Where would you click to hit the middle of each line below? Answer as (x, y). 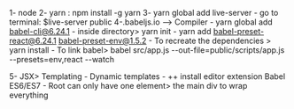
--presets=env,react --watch (62, 59)
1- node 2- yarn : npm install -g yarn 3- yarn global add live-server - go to (144, 13)
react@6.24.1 (33, 40)
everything (29, 95)
